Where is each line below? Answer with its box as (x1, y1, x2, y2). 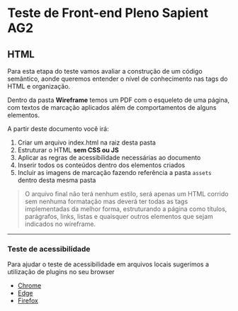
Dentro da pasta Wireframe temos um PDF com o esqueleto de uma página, (7, 96, 230, 104)
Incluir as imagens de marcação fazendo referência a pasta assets (17, 169, 212, 176)
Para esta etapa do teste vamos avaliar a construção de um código (7, 67, 203, 75)
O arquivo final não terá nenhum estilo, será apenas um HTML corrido (24, 190, 229, 198)
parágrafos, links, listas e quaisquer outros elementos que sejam (24, 213, 214, 220)
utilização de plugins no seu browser (7, 268, 115, 276)
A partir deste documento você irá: (7, 125, 109, 132)
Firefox (17, 296, 39, 305)
